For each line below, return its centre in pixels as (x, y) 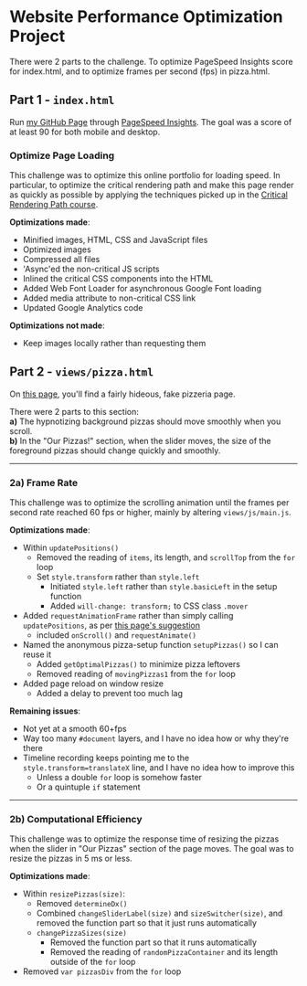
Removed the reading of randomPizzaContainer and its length (164, 952)
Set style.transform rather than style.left (118, 577)
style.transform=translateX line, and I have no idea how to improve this (159, 768)
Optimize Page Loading (62, 155)
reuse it (37, 654)
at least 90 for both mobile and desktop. (85, 132)
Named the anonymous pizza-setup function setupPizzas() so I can (150, 645)
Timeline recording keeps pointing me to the (106, 758)
